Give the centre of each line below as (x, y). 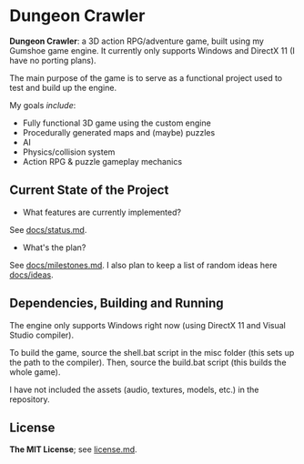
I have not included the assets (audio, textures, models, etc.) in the (134, 389)
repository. (30, 399)
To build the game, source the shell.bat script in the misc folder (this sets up (152, 352)
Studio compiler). (42, 335)
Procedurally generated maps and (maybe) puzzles (119, 132)
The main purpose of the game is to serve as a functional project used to (146, 77)
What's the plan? (54, 247)
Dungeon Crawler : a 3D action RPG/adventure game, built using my (137, 41)
